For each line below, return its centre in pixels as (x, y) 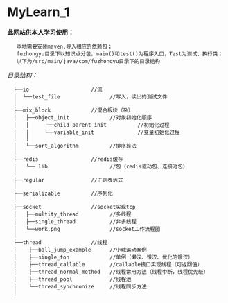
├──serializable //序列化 (63, 193)
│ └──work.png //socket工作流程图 (87, 229)
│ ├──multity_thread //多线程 (72, 214)
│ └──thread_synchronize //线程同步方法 (80, 286)
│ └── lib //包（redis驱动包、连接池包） (101, 166)
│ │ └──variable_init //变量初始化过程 (97, 132)
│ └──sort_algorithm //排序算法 (75, 146)
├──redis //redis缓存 (68, 159)
